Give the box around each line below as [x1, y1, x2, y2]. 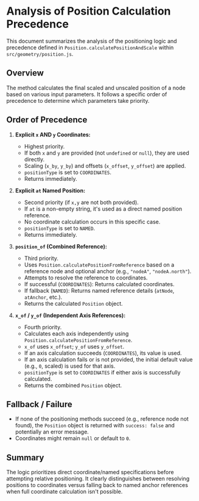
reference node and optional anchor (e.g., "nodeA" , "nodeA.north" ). [24, 267, 192, 275]
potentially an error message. [15, 428, 89, 436]
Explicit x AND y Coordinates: [15, 131, 91, 138]
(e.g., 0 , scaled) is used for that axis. [24, 362, 116, 370]
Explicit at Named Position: [15, 187, 86, 194]
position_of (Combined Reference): [15, 242, 108, 250]
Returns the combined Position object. [24, 382, 122, 389]
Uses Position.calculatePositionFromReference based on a [24, 261, 175, 268]
